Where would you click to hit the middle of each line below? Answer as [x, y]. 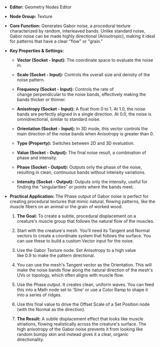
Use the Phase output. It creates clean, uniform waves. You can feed [85, 284]
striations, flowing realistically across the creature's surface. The [81, 324]
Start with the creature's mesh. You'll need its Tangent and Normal [83, 231]
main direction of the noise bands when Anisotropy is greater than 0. [85, 134]
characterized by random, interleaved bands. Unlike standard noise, [77, 31]
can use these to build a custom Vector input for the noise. [75, 241]
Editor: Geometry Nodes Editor [40, 7]
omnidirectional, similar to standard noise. [59, 119]
